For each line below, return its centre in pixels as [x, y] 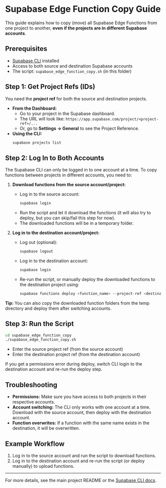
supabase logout [36, 251]
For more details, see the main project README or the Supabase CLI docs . [81, 480]
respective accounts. [34, 402]
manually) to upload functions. [43, 466]
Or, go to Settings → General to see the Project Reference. [79, 128]
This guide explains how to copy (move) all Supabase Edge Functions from [81, 23]
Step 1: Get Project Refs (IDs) [50, 87]
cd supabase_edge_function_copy [38, 335]
